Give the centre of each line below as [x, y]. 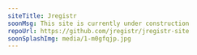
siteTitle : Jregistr [43, 16]
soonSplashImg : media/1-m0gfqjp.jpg [69, 38]
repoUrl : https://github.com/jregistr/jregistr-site [98, 31]
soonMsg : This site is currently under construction [98, 23]
